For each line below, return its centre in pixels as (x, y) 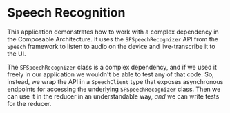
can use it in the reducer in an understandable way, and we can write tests (113, 96)
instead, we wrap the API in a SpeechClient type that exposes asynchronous (115, 81)
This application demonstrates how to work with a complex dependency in (113, 32)
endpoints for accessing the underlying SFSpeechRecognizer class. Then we (114, 89)
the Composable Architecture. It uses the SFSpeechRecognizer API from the (113, 39)
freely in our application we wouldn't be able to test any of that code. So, (111, 74)
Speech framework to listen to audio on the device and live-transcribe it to (111, 46)
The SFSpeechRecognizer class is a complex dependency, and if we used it (112, 67)
